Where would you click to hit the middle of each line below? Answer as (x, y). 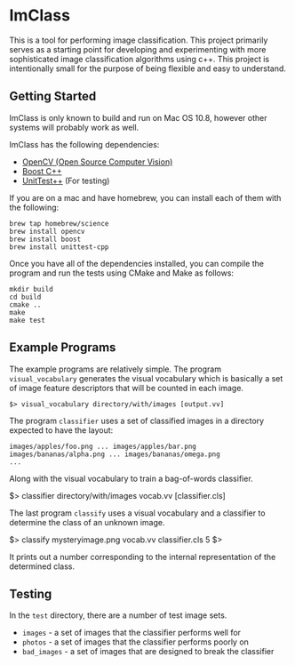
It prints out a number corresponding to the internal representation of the (143, 557)
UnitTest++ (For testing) (66, 180)
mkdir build (31, 289)
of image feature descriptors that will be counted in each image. (127, 388)
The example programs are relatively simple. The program (116, 369)
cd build (25, 297)
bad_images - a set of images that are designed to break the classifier (148, 652)
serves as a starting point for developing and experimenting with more (138, 49)
